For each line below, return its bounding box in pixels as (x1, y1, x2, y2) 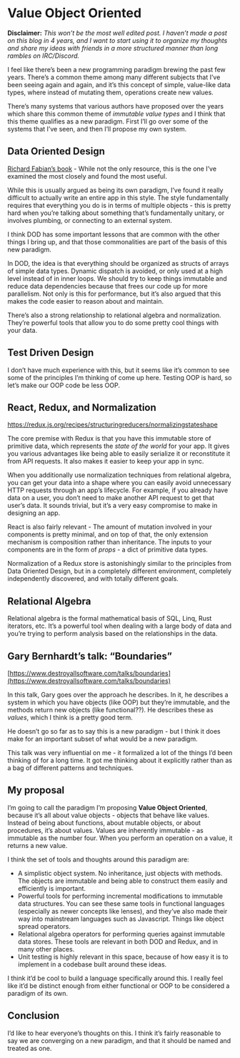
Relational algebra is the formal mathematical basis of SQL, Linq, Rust (7, 614, 212, 623)
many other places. (17, 944, 75, 953)
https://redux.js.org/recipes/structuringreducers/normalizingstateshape (7, 420, 218, 429)
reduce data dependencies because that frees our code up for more (7, 281, 209, 290)
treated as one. (7, 1044, 52, 1052)
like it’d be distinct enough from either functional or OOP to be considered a (7, 981, 230, 990)
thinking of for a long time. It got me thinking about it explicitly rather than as (7, 756, 232, 764)
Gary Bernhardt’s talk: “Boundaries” (7, 650, 173, 662)
